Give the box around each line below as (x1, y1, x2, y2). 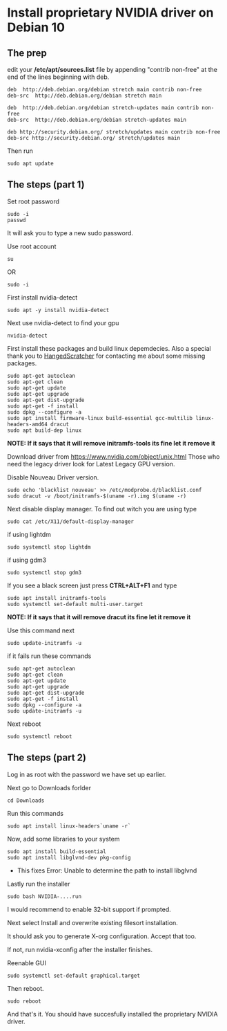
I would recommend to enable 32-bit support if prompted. (7, 905, 171, 913)
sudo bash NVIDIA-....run (7, 893, 81, 900)
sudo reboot (7, 998, 41, 1005)
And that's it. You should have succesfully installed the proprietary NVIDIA (7, 1010, 219, 1018)
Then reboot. (7, 984, 44, 992)
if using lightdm (7, 530, 52, 538)
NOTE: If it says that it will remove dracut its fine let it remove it (7, 612, 191, 621)
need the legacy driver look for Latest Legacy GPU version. (7, 459, 175, 468)
